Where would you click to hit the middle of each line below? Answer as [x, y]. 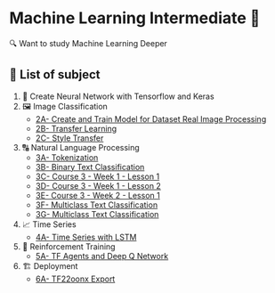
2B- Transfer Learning [76, 128]
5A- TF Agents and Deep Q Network [102, 256]
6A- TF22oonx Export [75, 279]
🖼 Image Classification [65, 106]
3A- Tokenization [67, 157]
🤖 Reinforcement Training [69, 246]
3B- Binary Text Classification [90, 167]
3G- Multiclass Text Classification [97, 214]
